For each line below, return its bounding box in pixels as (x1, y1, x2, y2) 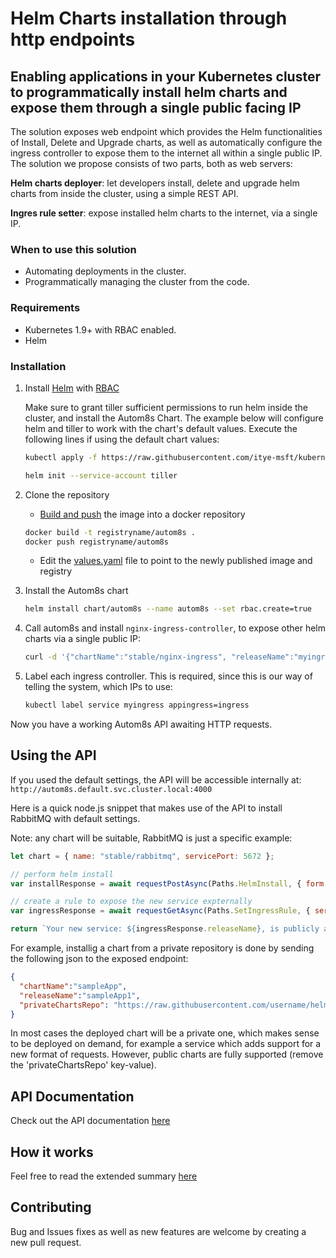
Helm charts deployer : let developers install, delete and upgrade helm (10, 177, 300, 189)
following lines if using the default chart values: (24, 433, 220, 445)
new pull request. (10, 1236, 82, 1248)
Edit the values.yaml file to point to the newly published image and (39, 555, 313, 567)
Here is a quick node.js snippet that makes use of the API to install (10, 802, 283, 814)
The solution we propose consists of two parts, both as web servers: (10, 158, 293, 169)
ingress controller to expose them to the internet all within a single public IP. (10, 147, 323, 159)
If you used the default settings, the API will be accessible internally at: (10, 773, 302, 786)
